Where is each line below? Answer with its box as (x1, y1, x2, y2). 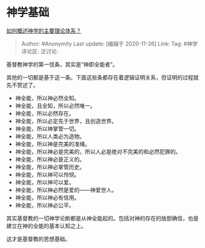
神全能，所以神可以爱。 (15, 178, 74, 186)
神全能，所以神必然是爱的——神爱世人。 (15, 186, 117, 194)
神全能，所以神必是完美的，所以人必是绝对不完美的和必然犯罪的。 (15, 148, 181, 155)
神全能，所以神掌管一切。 (15, 125, 80, 132)
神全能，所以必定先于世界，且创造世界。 (15, 117, 117, 124)
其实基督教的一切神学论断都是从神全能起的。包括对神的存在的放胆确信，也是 (6, 214, 199, 222)
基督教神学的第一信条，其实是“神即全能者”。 (6, 61, 118, 68)
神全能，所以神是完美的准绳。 (15, 140, 90, 148)
